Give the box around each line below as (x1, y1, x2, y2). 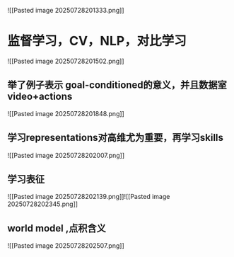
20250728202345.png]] (7, 200, 78, 208)
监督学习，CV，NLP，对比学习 (7, 33, 187, 49)
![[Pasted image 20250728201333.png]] (7, 6, 125, 14)
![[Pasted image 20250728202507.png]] (7, 241, 125, 250)
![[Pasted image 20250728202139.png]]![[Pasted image (7, 193, 170, 201)
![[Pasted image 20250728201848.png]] (7, 109, 125, 118)
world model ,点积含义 (7, 222, 106, 234)
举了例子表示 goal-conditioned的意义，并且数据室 (7, 79, 228, 91)
